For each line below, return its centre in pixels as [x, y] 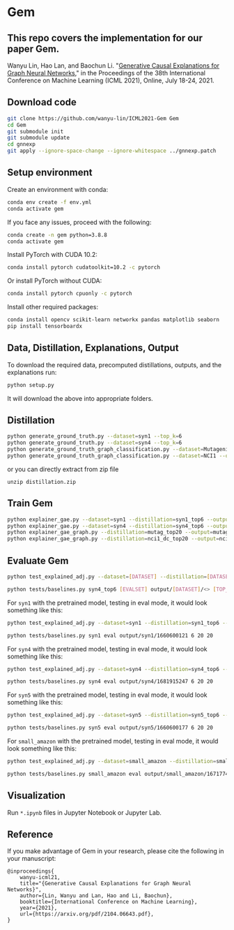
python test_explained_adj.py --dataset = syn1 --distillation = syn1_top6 [113, 623]
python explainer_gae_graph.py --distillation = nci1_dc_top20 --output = [113, 539]
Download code [42, 102]
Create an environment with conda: [58, 189]
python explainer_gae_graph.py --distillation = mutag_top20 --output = [110, 532]
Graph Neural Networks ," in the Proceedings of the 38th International [106, 73]
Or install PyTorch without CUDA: [55, 281]
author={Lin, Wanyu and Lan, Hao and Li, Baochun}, [96, 896]
